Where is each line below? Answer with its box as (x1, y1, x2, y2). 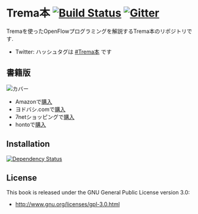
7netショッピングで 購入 (15, 113, 75, 120)
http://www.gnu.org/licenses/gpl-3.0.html (15, 201, 120, 208)
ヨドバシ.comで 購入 (15, 105, 66, 113)
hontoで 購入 (15, 121, 46, 128)
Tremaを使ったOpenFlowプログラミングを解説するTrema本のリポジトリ (6, 27, 188, 35)
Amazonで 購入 (15, 98, 53, 105)
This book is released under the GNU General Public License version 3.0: (6, 189, 190, 196)
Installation (6, 139, 50, 149)
